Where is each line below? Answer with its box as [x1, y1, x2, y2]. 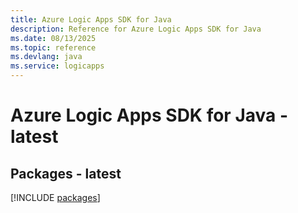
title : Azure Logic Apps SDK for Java [10, 14, 172, 25]
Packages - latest [10, 165, 122, 182]
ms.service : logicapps [10, 61, 105, 71]
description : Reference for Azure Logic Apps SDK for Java [10, 24, 262, 34]
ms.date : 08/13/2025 [10, 33, 97, 43]
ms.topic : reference [10, 42, 97, 53]
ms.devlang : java [10, 52, 83, 62]
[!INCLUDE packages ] [10, 192, 101, 203]
